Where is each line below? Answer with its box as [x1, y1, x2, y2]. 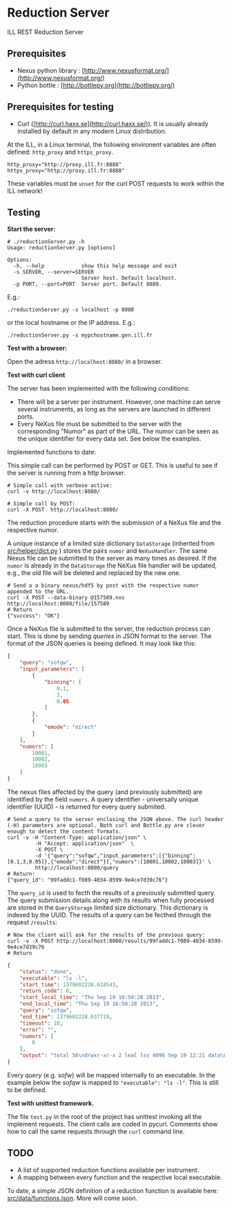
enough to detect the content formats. [7, 828, 122, 835]
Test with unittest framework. [7, 1099, 95, 1107]
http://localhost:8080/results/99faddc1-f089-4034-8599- [56, 937, 224, 944]
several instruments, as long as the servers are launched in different [17, 405, 211, 414]
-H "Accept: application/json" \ [35, 840, 135, 847]
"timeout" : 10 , [19, 1020, 64, 1027]
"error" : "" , [19, 1026, 57, 1033]
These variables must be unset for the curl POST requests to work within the [7, 179, 224, 188]
